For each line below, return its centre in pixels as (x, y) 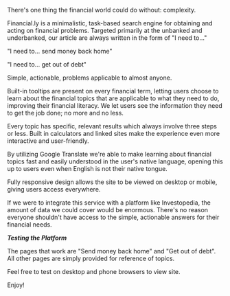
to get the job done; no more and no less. (65, 113)
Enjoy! (16, 285)
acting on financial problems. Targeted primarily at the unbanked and (105, 31)
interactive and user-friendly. (48, 141)
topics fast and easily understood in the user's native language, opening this (115, 161)
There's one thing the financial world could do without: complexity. (102, 10)
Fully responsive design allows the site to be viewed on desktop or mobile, (112, 182)
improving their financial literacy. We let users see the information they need (115, 105)
